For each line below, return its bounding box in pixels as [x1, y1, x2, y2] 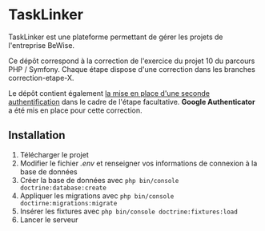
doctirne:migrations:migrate [19, 199, 118, 207]
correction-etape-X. [8, 73, 74, 82]
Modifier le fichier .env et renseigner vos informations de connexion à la [19, 158, 258, 168]
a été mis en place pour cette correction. [8, 106, 143, 115]
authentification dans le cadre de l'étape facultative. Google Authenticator [8, 97, 255, 106]
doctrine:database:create [19, 184, 106, 192]
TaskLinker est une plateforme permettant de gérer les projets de [8, 32, 223, 42]
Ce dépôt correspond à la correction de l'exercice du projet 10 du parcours [8, 56, 255, 66]
